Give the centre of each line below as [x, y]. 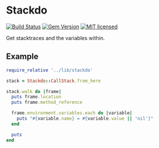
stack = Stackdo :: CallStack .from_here [53, 81]
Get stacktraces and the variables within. [55, 38]
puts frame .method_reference [47, 103]
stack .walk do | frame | [34, 91]
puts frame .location [36, 97]
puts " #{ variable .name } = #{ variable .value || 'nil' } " [85, 119]
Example [22, 57]
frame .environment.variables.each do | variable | [72, 113]
